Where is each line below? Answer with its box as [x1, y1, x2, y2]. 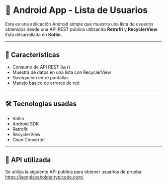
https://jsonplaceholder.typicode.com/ [5, 174, 83, 180]
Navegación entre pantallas [12, 74, 69, 80]
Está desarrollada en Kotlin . [5, 31, 62, 37]
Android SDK [12, 121, 39, 127]
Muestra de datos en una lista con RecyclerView [12, 69, 111, 75]
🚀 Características [5, 51, 60, 59]
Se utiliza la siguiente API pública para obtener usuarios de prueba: [5, 169, 143, 175]
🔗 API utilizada [5, 156, 51, 164]
